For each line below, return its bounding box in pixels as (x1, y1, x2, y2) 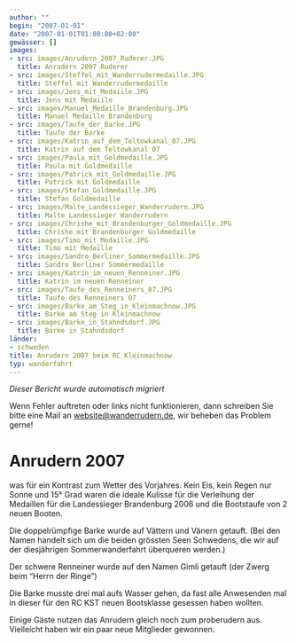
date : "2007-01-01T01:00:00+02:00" (9, 29, 141, 38)
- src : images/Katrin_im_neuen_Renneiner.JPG (9, 269, 180, 278)
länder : (9, 334, 38, 343)
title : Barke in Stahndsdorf (17, 326, 125, 335)
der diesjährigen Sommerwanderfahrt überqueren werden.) (9, 545, 226, 555)
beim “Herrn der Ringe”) (9, 571, 97, 582)
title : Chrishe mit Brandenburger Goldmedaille (17, 227, 197, 236)
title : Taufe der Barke (17, 129, 105, 137)
